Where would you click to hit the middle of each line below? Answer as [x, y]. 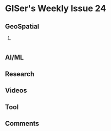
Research [20, 74]
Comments [22, 123]
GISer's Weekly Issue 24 [55, 8]
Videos [16, 90]
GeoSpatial [22, 26]
